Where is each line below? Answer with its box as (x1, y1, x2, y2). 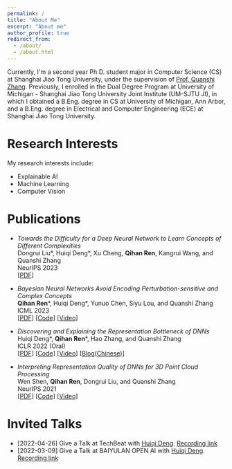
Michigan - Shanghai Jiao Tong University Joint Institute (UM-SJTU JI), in (7, 89, 217, 98)
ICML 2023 (17, 306, 50, 315)
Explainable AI (17, 172, 58, 181)
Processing (17, 369, 50, 378)
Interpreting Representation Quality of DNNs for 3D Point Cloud (17, 362, 199, 371)
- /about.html (13, 49, 54, 56)
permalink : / (7, 10, 45, 17)
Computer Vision (17, 187, 66, 195)
